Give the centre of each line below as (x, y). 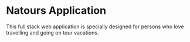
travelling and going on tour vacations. (52, 32)
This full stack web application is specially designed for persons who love (95, 26)
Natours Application (56, 11)
